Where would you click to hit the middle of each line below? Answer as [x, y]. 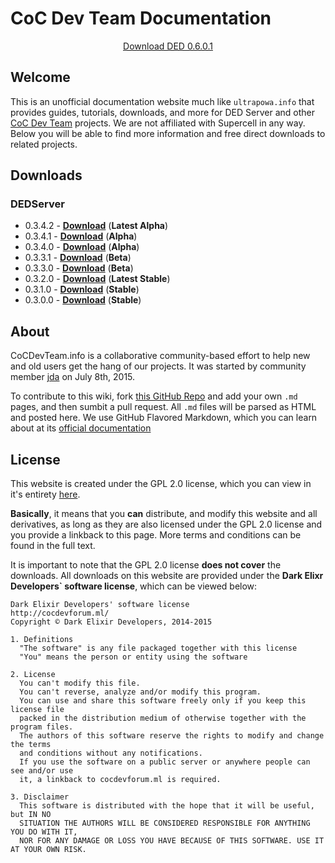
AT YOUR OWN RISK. [48, 850]
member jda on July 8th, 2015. [73, 377]
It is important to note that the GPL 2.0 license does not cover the [146, 565]
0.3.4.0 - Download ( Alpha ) [82, 247]
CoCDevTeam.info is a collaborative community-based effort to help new [160, 356]
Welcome [40, 77]
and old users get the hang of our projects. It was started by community [158, 366]
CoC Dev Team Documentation [141, 18]
